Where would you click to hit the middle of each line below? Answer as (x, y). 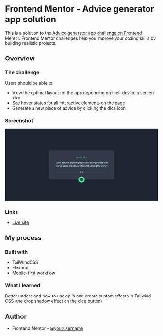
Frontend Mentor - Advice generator (80, 9)
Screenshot (19, 120)
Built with (16, 252)
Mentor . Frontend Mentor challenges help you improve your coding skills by (81, 38)
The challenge (22, 73)
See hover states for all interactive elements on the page (68, 103)
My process (23, 238)
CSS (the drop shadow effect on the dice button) (54, 301)
